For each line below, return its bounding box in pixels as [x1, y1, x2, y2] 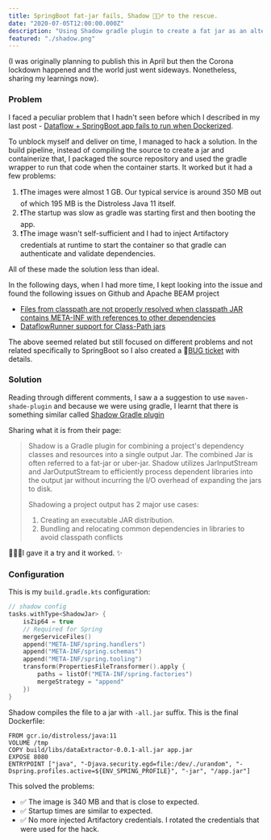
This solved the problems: [8, 781, 95, 791]
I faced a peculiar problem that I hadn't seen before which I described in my [8, 112, 261, 122]
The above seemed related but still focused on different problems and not [8, 337, 253, 346]
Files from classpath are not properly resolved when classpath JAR [19, 304, 244, 313]
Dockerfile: [8, 716, 45, 725]
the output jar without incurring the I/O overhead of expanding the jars [27, 475, 262, 485]
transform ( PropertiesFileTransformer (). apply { [23, 663, 186, 671]
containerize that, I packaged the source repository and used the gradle [8, 153, 248, 163]
